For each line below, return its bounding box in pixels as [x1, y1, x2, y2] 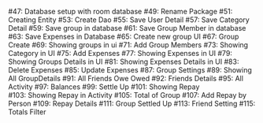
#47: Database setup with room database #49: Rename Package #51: [8, 7, 233, 16]
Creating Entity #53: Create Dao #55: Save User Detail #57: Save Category [8, 15, 250, 24]
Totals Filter [8, 107, 46, 117]
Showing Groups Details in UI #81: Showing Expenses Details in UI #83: [8, 57, 239, 66]
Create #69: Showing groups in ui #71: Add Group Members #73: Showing [8, 40, 249, 50]
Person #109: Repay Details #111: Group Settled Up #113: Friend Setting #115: [8, 99, 256, 108]
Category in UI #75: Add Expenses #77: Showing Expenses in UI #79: [8, 49, 232, 58]
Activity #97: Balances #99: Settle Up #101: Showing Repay [8, 82, 200, 91]
